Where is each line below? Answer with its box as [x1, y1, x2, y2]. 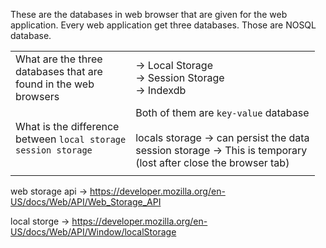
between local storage [15, 132, 127, 146]
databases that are [15, 65, 103, 78]
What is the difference [15, 120, 120, 133]
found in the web [15, 77, 95, 91]
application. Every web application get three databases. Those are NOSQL [10, 19, 317, 31]
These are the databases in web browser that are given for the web [10, 9, 288, 20]
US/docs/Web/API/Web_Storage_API [10, 196, 162, 208]
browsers [15, 90, 60, 103]
